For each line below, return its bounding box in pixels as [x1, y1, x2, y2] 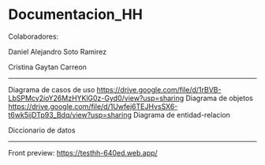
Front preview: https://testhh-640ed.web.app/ [8, 148, 158, 157]
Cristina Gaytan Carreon [8, 62, 87, 72]
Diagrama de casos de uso [8, 84, 95, 94]
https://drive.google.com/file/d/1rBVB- [96, 84, 222, 94]
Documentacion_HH [8, 6, 144, 24]
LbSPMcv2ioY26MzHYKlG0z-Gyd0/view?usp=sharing [8, 93, 184, 103]
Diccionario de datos [8, 125, 76, 135]
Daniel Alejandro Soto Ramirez [8, 47, 107, 56]
